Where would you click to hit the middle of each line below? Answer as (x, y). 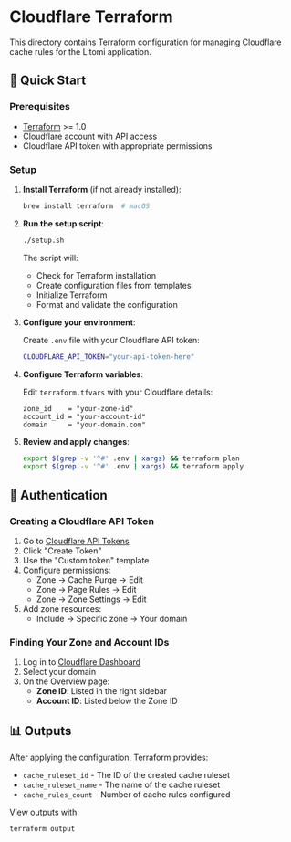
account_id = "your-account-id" (84, 416)
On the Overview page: (66, 681)
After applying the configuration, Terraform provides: (109, 758)
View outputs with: (44, 812)
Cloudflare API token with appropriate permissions (117, 146)
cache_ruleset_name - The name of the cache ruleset (121, 785)
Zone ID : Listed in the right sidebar (101, 691)
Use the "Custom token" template (86, 560)
